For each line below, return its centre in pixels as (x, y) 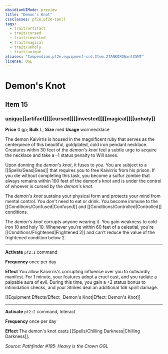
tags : (11, 24)
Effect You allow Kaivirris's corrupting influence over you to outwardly (77, 272)
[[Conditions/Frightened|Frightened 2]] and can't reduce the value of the (80, 232)
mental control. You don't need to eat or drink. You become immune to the (81, 202)
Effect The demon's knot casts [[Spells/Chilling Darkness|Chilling (72, 331)
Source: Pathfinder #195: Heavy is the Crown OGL (57, 346)
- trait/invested (28, 38)
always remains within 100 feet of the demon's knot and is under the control (83, 181)
